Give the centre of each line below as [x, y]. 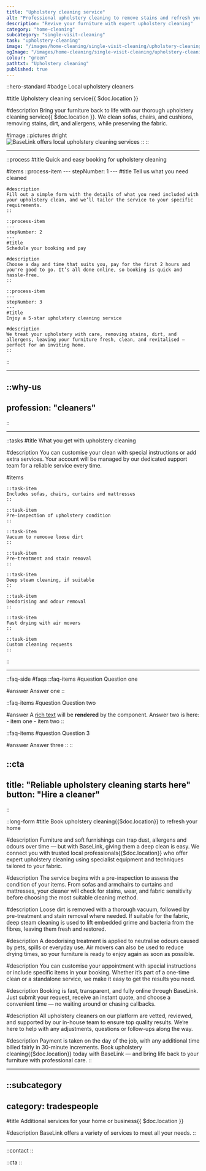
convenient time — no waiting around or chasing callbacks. [81, 1004]
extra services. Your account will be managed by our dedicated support [97, 459]
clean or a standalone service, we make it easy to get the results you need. [101, 979]
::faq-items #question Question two [51, 703]
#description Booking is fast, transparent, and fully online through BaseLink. [102, 990]
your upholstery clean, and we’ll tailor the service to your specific [100, 200]
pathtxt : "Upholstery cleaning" [48, 63]
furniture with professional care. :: [49, 1060]
